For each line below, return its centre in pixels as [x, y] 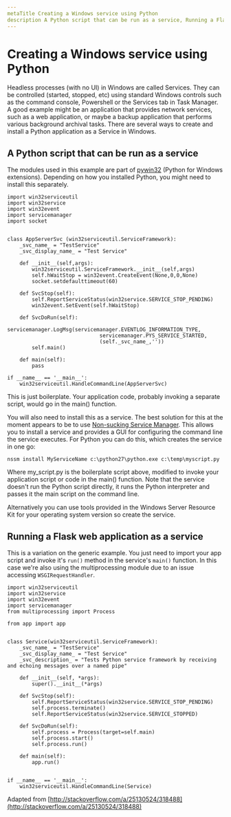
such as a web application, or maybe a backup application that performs [110, 117]
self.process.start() [63, 738]
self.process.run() [60, 745]
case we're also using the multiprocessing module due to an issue [101, 568]
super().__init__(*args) [67, 684]
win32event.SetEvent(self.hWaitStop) [86, 306]
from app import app [37, 624]
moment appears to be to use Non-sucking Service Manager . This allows [111, 425]
